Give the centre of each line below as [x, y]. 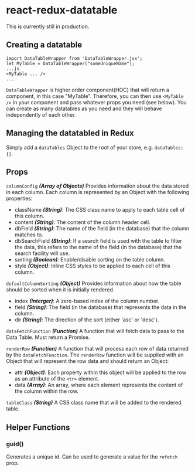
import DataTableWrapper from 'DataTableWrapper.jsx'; [74, 58]
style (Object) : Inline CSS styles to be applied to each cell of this [93, 266]
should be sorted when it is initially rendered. [60, 290]
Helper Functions [38, 427]
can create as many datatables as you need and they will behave [84, 108]
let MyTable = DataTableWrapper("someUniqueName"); [70, 63]
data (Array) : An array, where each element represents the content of [99, 385]
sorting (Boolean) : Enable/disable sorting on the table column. [90, 260]
